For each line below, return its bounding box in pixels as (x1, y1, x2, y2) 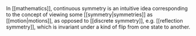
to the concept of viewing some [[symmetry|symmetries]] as (6, 11, 153, 18)
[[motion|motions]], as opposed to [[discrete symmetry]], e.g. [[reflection (6, 17, 183, 24)
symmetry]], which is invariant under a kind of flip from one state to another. (6, 23, 191, 30)
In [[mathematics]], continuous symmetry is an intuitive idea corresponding (6, 5, 188, 12)
